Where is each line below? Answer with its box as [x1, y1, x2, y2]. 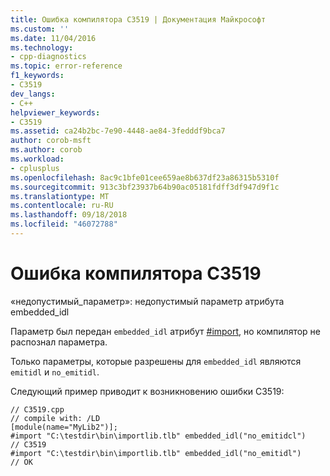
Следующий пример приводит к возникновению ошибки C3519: [10, 385, 285, 397]
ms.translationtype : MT [10, 191, 110, 201]
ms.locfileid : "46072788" [10, 219, 118, 230]
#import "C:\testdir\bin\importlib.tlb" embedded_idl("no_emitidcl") [10, 431, 307, 441]
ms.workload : [10, 154, 65, 164]
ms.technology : [10, 42, 74, 53]
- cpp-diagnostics [10, 52, 87, 62]
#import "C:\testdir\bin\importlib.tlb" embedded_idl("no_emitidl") [10, 448, 302, 458]
